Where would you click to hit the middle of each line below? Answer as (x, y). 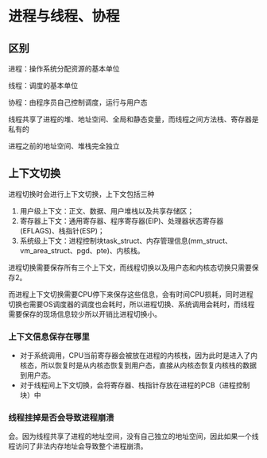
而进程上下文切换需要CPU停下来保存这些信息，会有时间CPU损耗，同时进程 (131, 294)
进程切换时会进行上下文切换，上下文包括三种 (81, 194)
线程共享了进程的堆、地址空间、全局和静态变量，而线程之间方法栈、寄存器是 (133, 119)
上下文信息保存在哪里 (49, 337)
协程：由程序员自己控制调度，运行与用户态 (78, 102)
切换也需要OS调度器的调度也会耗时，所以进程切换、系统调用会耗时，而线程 (132, 304)
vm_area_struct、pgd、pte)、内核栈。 (82, 250)
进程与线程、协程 (64, 16)
